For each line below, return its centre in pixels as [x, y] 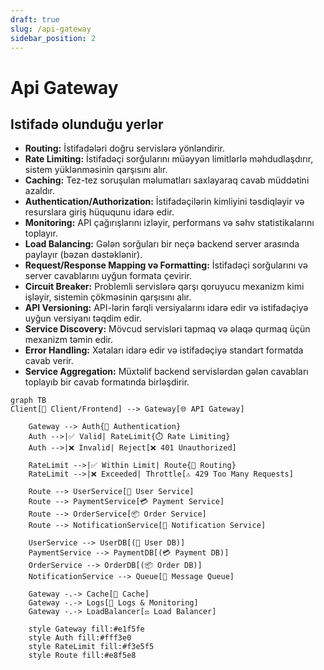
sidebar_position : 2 [53, 38]
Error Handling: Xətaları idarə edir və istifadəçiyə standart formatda [164, 350]
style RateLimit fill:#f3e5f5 [91, 647]
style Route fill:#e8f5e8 [82, 656]
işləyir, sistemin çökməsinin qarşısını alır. [108, 297]
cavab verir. [49, 361]
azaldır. [40, 191]
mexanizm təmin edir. [69, 340]
